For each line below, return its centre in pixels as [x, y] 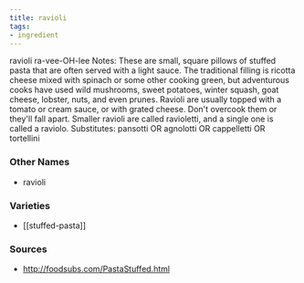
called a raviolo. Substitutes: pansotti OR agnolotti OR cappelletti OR [137, 129]
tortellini [25, 139]
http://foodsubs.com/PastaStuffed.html [96, 269]
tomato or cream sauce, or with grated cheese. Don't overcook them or [143, 110]
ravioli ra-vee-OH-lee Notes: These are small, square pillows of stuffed [143, 61]
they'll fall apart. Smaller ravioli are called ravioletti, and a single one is [142, 119]
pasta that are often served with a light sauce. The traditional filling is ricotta [152, 70]
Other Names [40, 162]
